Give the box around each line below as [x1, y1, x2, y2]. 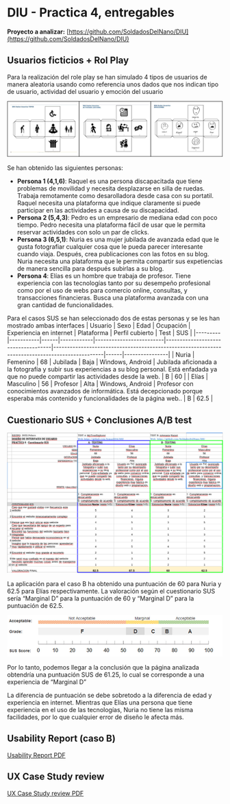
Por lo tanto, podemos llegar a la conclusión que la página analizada [7, 663, 200, 672]
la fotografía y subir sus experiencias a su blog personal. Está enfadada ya [7, 365, 218, 374]
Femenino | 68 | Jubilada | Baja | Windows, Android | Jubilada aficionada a [7, 358, 218, 366]
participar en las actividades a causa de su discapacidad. [16, 206, 179, 215]
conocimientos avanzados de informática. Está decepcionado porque [7, 387, 203, 395]
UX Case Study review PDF [7, 789, 84, 797]
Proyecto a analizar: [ [7, 27, 69, 36]
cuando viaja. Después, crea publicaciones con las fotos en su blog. [16, 250, 209, 258]
